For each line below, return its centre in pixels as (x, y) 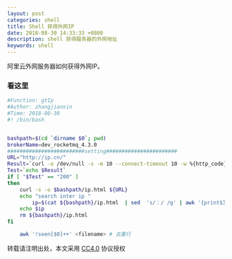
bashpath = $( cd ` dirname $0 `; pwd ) (57, 138)
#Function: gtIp (30, 101)
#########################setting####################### (92, 151)
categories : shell (33, 20)
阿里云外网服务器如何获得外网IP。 (55, 66)
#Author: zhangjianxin (40, 107)
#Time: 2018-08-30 (33, 114)
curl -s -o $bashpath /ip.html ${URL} (74, 190)
